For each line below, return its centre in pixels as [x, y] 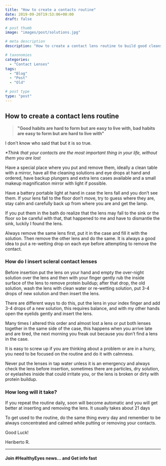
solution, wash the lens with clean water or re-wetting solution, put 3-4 [77, 288]
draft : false [19, 19]
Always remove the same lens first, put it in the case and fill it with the [76, 233]
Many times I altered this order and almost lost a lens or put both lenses [78, 323]
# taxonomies [19, 55]
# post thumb [19, 28]
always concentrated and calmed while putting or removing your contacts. [81, 423]
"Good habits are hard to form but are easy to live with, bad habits [86, 128]
